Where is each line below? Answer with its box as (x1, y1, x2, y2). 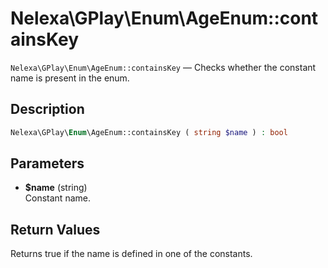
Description (10, 101, 85, 118)
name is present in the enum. (10, 72, 130, 84)
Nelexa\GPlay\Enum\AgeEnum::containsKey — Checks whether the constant (10, 61, 317, 73)
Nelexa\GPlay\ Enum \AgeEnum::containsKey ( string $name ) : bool (10, 127, 288, 137)
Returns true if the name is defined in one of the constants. (10, 248, 253, 260)
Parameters (10, 155, 85, 172)
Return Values (10, 221, 101, 238)
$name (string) (24, 182, 88, 194)
